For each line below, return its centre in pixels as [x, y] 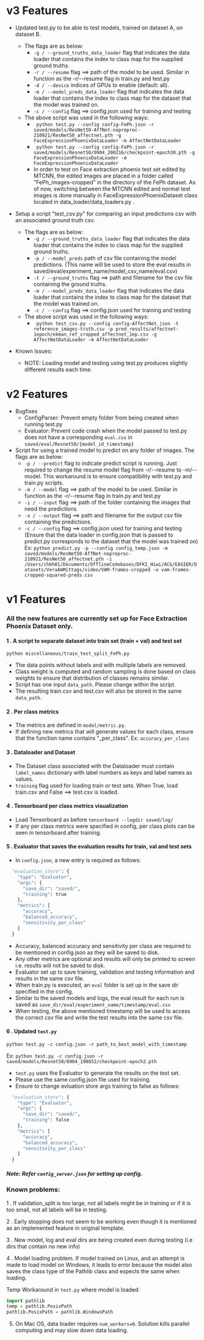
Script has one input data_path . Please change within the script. [95, 685]
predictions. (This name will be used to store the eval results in [112, 265]
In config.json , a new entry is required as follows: [78, 860]
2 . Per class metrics [33, 712]
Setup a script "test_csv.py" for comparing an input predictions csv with [106, 213]
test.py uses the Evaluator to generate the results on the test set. [97, 1073]
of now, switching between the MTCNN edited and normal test [112, 189]
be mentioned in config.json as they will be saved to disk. [87, 952]
